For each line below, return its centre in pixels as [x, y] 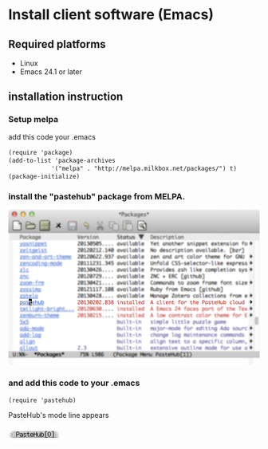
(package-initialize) [44, 176]
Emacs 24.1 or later [51, 72]
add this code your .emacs [52, 136]
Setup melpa [33, 120]
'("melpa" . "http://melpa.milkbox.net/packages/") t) [144, 168]
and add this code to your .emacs [74, 383]
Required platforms [57, 44]
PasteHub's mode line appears [59, 415]
